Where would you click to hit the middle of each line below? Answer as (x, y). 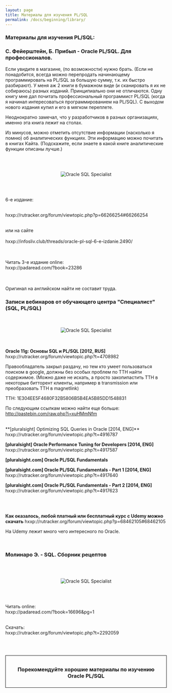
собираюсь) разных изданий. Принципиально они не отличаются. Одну (84, 91)
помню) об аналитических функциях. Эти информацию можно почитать (84, 138)
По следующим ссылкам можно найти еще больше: (62, 408)
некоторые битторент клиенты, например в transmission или (72, 382)
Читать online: (20, 607)
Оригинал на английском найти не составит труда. (61, 288)
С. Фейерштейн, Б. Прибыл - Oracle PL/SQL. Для (68, 51)
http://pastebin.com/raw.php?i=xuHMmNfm (51, 413)
